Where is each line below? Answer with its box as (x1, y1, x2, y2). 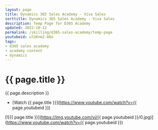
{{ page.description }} (5, 90, 49, 96)
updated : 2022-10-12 (5, 26, 47, 30)
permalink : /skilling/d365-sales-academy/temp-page (5, 30, 113, 35)
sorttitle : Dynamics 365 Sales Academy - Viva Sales (5, 16, 115, 21)
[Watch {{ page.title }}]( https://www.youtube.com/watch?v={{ (12, 100, 137, 105)
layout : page (5, 7, 32, 12)
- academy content (5, 48, 43, 53)
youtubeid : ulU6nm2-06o (5, 35, 54, 40)
